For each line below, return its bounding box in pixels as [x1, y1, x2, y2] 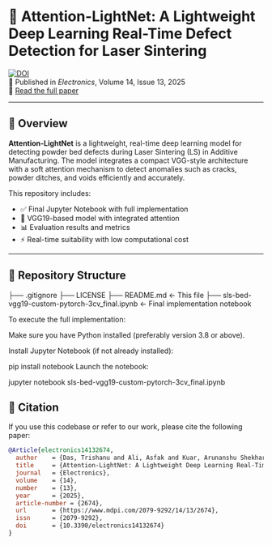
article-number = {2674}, [15, 499, 104, 507]
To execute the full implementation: [8, 314, 126, 324]
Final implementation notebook [148, 299, 252, 309]
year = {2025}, [15, 492, 85, 500]
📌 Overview [8, 117, 68, 130]
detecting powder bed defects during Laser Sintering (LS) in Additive [8, 147, 239, 156]
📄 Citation [8, 400, 59, 414]
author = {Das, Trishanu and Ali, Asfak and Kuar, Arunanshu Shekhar [15, 453, 266, 462]
